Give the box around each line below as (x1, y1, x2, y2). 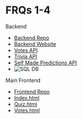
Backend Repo (13, 34, 50, 41)
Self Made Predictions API (13, 59, 77, 66)
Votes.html (13, 107, 40, 114)
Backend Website (13, 40, 57, 47)
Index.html (13, 94, 40, 101)
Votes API (13, 46, 38, 53)
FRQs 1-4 (5, 4, 51, 17)
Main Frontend (5, 77, 41, 84)
